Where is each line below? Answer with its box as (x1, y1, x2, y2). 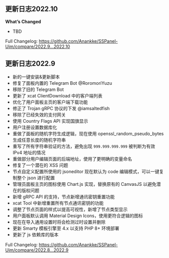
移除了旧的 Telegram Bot (12, 86, 64, 92)
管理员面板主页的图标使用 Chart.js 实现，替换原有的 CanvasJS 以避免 (12, 181, 156, 187)
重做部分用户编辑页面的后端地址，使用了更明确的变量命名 (12, 156, 132, 162)
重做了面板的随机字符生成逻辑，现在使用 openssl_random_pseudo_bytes (12, 130, 164, 136)
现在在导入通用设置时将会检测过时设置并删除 (12, 219, 106, 225)
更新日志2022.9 (5, 60, 55, 68)
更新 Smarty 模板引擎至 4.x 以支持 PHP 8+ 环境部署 (12, 225, 120, 231)
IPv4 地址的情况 (12, 149, 46, 156)
